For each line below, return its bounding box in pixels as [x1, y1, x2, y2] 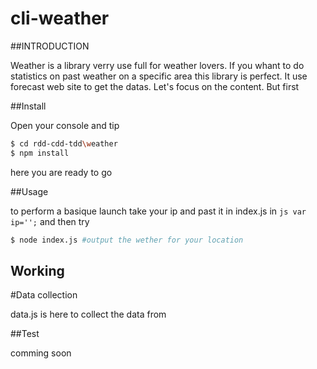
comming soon [10, 347, 72, 359]
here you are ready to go [10, 166, 113, 178]
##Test [10, 328, 40, 340]
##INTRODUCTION [10, 40, 90, 52]
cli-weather [10, 7, 110, 30]
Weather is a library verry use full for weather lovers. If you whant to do [10, 59, 305, 71]
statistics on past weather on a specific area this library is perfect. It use [10, 70, 308, 82]
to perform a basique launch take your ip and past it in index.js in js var [10, 205, 307, 217]
